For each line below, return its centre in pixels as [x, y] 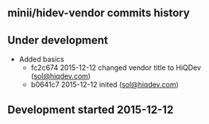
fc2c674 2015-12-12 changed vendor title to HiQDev [116, 68]
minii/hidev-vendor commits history [99, 13]
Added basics [42, 60]
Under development [58, 40]
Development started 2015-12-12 [91, 109]
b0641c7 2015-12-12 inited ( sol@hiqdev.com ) [105, 85]
